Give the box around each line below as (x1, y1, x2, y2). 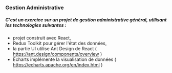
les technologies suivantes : (5, 22, 67, 28)
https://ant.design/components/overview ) (12, 51, 102, 57)
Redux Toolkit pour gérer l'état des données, (12, 40, 107, 46)
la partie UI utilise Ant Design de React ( (12, 45, 97, 52)
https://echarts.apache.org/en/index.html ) (12, 61, 103, 67)
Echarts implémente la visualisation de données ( (12, 56, 117, 62)
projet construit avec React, (12, 34, 71, 41)
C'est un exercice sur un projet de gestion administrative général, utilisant (5, 17, 167, 23)
